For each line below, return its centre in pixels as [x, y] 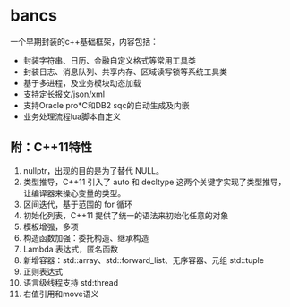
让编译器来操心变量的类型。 [74, 192]
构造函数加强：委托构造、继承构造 [86, 237]
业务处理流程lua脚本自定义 [72, 116]
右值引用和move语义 [61, 294]
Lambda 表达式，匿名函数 [71, 249]
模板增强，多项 [51, 226]
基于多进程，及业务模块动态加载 [82, 82]
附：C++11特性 [51, 147]
